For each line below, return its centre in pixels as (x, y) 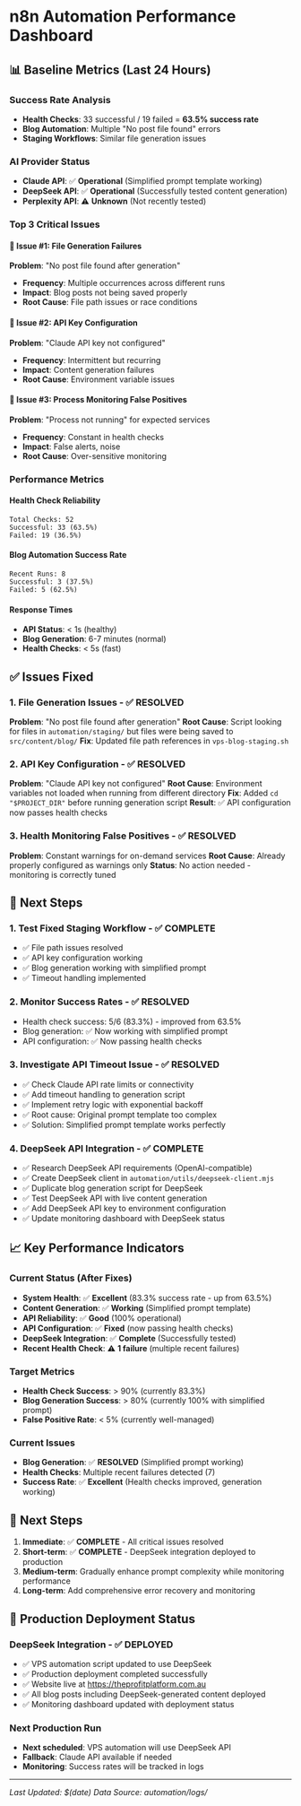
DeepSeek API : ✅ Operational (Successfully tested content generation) (155, 191)
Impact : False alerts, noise (71, 447)
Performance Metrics (57, 479)
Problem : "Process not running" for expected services (110, 420)
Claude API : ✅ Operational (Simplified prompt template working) (142, 181)
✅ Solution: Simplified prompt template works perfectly (124, 1124)
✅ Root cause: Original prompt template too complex (120, 1115)
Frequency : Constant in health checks (93, 437)
